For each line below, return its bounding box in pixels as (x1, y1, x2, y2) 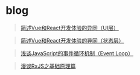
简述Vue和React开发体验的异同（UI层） (20, 24, 119, 31)
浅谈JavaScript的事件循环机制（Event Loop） (20, 49, 134, 57)
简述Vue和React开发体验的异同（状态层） (20, 37, 124, 44)
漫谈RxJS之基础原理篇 (20, 62, 76, 70)
